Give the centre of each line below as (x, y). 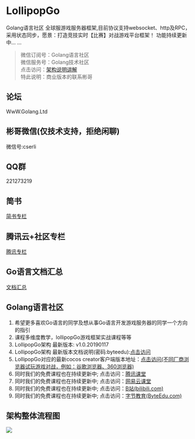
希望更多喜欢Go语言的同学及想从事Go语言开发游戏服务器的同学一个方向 (101, 323)
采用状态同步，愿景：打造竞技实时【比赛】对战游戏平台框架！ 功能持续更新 (97, 35)
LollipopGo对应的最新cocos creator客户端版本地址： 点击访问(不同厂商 (99, 359)
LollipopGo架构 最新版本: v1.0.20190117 (62, 344)
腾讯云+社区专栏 (36, 236)
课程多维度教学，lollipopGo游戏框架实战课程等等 (73, 337)
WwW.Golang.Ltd (27, 111)
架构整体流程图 (33, 416)
